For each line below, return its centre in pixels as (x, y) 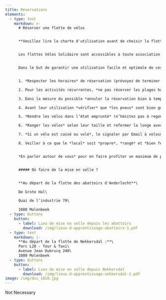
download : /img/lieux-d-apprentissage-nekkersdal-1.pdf (82, 274)
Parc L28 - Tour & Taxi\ (44, 246)
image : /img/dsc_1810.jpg (32, 279)
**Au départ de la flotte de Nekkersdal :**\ (66, 242)
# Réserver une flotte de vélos (51, 28)
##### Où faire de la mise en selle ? (58, 170)
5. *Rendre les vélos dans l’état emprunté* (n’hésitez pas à (83, 116)
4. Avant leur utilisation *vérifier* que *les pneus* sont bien (87, 108)
